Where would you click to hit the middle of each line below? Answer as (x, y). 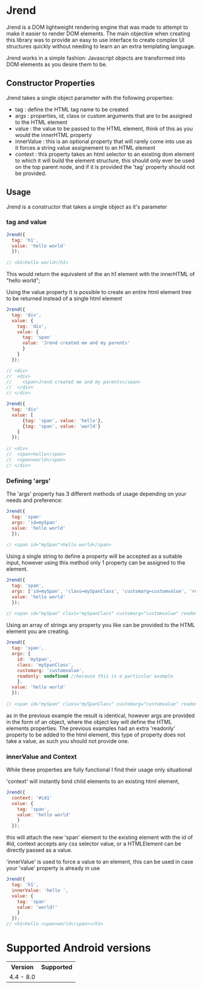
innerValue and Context (41, 756)
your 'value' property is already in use (53, 868)
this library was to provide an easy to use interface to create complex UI (95, 40)
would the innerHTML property (53, 135)
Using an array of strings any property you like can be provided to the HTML (101, 625)
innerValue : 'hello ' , (40, 890)
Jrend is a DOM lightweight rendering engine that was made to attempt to (97, 27)
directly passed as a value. (39, 850)
